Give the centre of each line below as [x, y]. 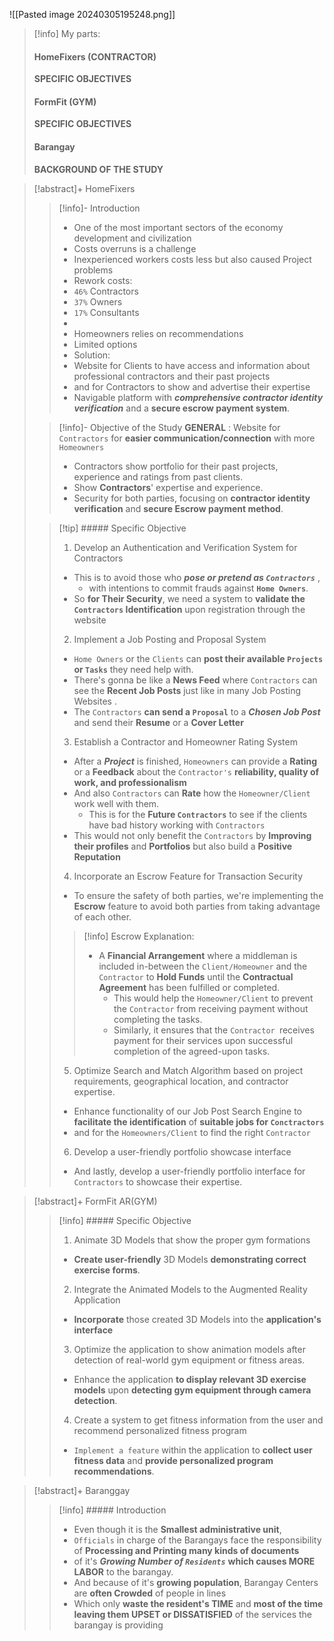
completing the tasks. [158, 1019]
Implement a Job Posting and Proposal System [170, 639]
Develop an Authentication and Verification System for [185, 547]
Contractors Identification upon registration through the [189, 609]
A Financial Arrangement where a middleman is [198, 955]
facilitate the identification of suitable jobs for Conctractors [199, 1121]
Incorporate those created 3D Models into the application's [197, 1319]
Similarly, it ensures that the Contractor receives [214, 1030]
